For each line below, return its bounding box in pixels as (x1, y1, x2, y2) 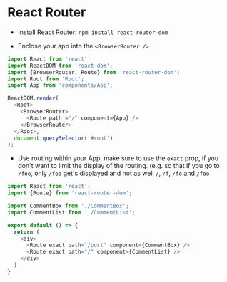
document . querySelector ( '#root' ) (14, 135, 113, 142)
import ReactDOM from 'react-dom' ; (7, 62, 113, 69)
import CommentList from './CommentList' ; (7, 209, 136, 216)
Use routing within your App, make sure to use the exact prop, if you (17, 154, 219, 162)
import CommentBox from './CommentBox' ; (7, 202, 130, 210)
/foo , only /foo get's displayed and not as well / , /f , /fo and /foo (17, 169, 210, 178)
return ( (14, 229, 40, 236)
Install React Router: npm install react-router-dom (17, 28, 168, 36)
